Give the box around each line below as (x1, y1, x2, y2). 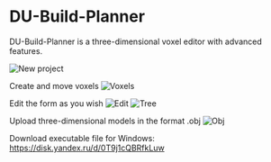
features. (9, 45, 43, 56)
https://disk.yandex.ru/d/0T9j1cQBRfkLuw (9, 142, 165, 153)
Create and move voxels (9, 80, 99, 91)
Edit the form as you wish (9, 97, 104, 109)
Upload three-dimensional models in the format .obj (9, 115, 201, 126)
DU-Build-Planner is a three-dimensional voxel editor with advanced (9, 36, 263, 47)
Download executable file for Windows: (9, 132, 155, 143)
